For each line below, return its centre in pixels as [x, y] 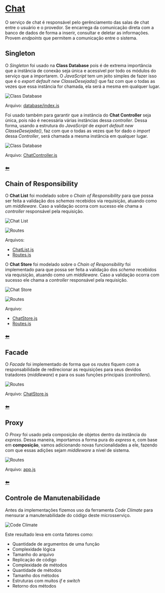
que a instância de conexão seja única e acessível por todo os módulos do [81, 71]
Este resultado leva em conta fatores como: [49, 534]
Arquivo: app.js [20, 469]
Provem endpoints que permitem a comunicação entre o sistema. [71, 38]
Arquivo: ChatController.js [31, 155]
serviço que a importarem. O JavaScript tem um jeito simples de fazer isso [81, 76]
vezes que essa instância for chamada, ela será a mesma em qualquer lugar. [83, 86]
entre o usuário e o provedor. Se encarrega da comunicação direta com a [80, 27]
